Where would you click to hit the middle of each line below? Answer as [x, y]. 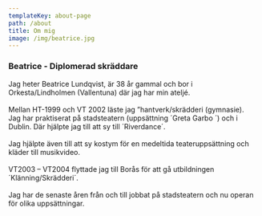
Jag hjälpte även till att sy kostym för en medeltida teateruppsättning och [129, 143]
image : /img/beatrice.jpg [51, 38]
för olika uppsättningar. [46, 203]
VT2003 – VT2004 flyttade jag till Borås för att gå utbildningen [111, 169]
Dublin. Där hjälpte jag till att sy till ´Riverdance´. [87, 126]
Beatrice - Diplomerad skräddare [73, 67]
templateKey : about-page [50, 16]
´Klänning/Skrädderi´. [43, 177]
